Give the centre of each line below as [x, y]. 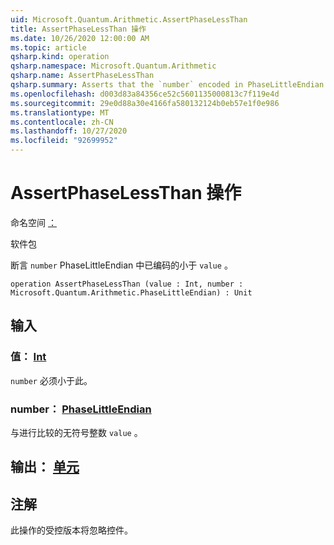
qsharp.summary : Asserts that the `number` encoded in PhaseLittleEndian [167, 85]
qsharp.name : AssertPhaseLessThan [82, 76]
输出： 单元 [45, 467]
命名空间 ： [33, 222]
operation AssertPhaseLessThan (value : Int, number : [127, 284]
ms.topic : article [48, 47]
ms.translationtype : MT [60, 112]
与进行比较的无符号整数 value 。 [76, 432]
